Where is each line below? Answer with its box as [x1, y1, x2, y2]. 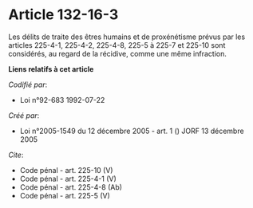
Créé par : [8, 110, 40, 120]
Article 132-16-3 [8, 6, 119, 24]
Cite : [8, 150, 24, 159]
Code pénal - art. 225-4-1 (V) [19, 174, 117, 183]
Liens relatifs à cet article [8, 64, 94, 73]
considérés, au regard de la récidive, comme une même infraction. [8, 49, 227, 58]
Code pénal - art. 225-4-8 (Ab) [19, 182, 122, 192]
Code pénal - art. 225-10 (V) [19, 165, 113, 175]
